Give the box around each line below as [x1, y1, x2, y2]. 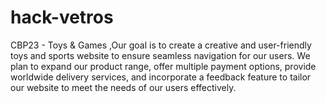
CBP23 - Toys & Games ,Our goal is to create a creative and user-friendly [10, 39, 312, 51]
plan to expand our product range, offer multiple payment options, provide [10, 60, 317, 72]
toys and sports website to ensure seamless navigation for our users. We [10, 49, 311, 61]
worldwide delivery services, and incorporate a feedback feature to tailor [10, 71, 312, 83]
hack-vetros [10, 6, 114, 29]
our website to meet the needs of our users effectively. [10, 81, 237, 93]
